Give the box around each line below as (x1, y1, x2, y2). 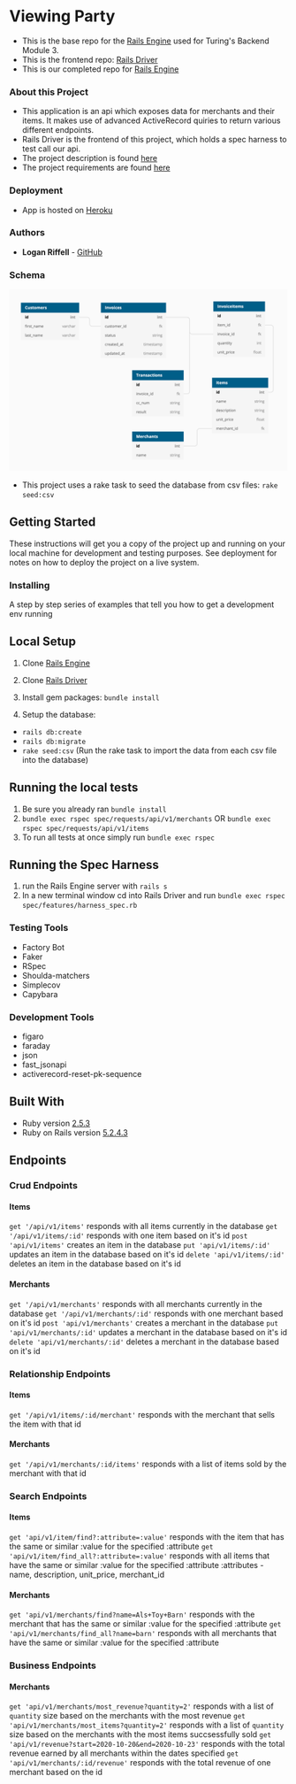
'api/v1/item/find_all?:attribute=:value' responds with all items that (9, 1550, 270, 1561)
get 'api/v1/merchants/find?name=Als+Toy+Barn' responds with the (9, 1609, 255, 1620)
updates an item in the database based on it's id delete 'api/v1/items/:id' (9, 1250, 285, 1260)
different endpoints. (21, 125, 95, 135)
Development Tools (9, 1011, 95, 1023)
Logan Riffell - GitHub (21, 246, 103, 258)
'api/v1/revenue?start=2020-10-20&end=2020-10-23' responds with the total (9, 1739, 285, 1749)
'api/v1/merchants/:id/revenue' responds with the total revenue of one (9, 1757, 271, 1768)
